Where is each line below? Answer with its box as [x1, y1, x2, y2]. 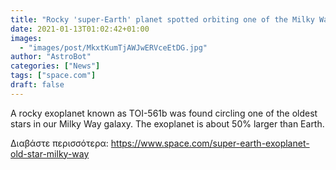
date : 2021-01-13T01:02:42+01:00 [10, 24, 150, 34]
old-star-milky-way [10, 147, 90, 160]
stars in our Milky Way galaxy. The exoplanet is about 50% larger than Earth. [10, 117, 325, 130]
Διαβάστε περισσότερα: [10, 137, 109, 149]
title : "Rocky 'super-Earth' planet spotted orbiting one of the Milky [10, 14, 315, 25]
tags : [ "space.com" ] [10, 71, 97, 81]
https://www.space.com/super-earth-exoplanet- [110, 137, 310, 149]
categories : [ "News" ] [10, 61, 101, 71]
